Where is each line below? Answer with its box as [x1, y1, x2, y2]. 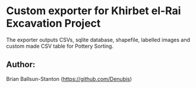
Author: [6, 60, 36, 70]
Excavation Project [6, 17, 101, 30]
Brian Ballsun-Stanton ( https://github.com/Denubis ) [6, 75, 132, 82]
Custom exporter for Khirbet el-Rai [6, 4, 181, 18]
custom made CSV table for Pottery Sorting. [6, 43, 114, 50]
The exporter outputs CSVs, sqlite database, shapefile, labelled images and [6, 36, 191, 43]
